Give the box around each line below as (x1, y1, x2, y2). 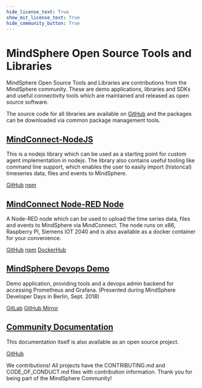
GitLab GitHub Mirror (6, 304, 59, 312)
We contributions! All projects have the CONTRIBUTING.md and (6, 361, 166, 369)
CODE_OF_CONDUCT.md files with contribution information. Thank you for (6, 368, 193, 375)
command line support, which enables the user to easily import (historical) (6, 163, 192, 170)
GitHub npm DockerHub (6, 246, 67, 253)
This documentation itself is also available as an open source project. (6, 338, 179, 346)
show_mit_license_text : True (6, 15, 80, 21)
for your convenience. (6, 234, 62, 241)
